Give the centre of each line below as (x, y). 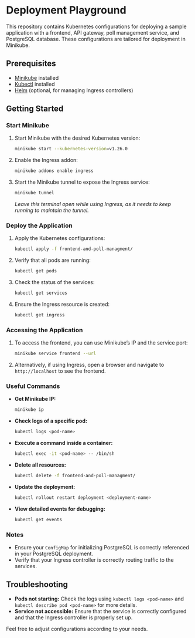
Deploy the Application (40, 225)
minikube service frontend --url (55, 354)
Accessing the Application (45, 330)
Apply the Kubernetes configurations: (60, 238)
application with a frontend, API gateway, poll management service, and (93, 32)
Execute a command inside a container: (64, 443)
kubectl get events (38, 519)
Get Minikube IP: (35, 399)
